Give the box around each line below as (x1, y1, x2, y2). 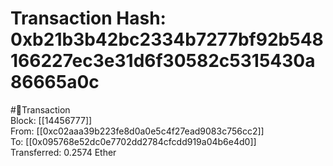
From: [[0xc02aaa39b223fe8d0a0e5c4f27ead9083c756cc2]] (10, 125, 265, 137)
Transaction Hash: (10, 7, 167, 30)
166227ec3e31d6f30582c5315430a (10, 50, 316, 72)
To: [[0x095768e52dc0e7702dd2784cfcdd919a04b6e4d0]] (10, 135, 257, 147)
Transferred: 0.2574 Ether (10, 146, 117, 158)
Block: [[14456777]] (10, 114, 93, 126)
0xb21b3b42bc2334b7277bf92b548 (10, 28, 324, 51)
